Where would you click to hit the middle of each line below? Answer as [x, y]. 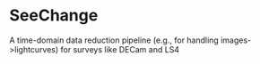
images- [236, 40]
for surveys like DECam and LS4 [120, 49]
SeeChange [54, 16]
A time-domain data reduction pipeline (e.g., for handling [114, 40]
